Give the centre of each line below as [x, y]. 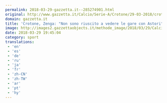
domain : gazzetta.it [27, 19]
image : [12, 28]
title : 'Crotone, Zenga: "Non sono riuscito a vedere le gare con [75, 24]
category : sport [22, 38]
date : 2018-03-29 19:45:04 [33, 33]
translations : [20, 42]
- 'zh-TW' [17, 79]
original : [15, 14]
